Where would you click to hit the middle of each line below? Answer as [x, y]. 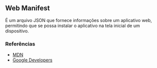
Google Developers [32, 60]
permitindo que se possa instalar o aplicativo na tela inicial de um [73, 25]
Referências [20, 43]
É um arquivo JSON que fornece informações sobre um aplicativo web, [78, 20]
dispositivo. [17, 31]
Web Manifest [28, 8]
